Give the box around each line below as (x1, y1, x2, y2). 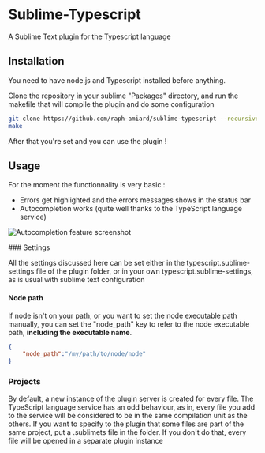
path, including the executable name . (8, 327, 132, 337)
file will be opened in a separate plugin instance (8, 436, 163, 446)
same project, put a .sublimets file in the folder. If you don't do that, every (8, 428, 247, 437)
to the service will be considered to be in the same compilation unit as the (8, 411, 248, 421)
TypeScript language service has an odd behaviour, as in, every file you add (8, 402, 255, 412)
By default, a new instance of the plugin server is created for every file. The (8, 394, 254, 404)
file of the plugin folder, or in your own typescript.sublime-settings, (35, 266, 254, 276)
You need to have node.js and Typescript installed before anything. (8, 75, 226, 85)
